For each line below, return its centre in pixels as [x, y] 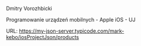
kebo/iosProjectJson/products [43, 37]
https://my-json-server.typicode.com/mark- [72, 31]
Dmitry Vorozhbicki [29, 8]
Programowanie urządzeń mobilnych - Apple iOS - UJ [71, 20]
